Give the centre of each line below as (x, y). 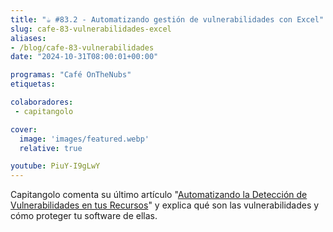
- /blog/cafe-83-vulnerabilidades (82, 47)
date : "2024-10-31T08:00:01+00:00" (84, 57)
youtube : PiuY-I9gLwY (55, 166)
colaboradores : (42, 102)
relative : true (51, 148)
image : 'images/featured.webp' (84, 139)
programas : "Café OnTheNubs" (71, 75)
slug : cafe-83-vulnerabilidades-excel (91, 29)
